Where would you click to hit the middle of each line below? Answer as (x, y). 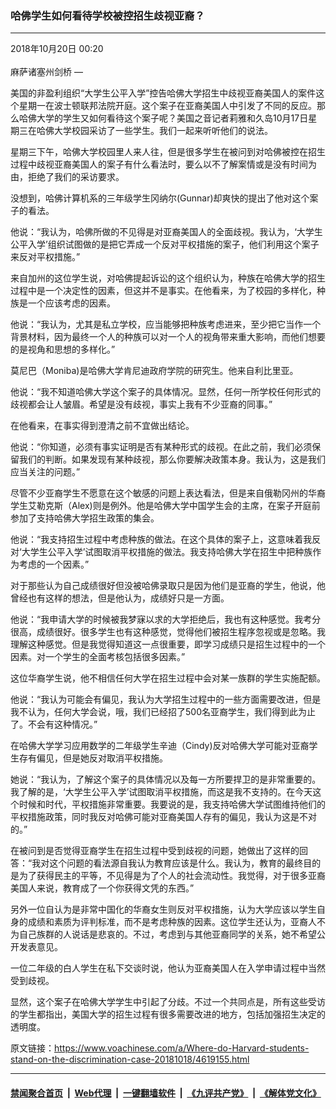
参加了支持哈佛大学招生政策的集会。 (85, 518)
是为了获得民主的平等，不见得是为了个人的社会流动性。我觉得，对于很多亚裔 (168, 876)
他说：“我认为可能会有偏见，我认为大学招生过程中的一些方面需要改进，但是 (166, 699)
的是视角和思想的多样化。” (63, 349)
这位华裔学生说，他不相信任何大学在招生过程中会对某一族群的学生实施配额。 (168, 678)
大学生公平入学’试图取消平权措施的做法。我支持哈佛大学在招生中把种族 (167, 552)
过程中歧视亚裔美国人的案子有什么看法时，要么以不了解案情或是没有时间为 (163, 164)
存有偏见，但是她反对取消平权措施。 (93, 758)
